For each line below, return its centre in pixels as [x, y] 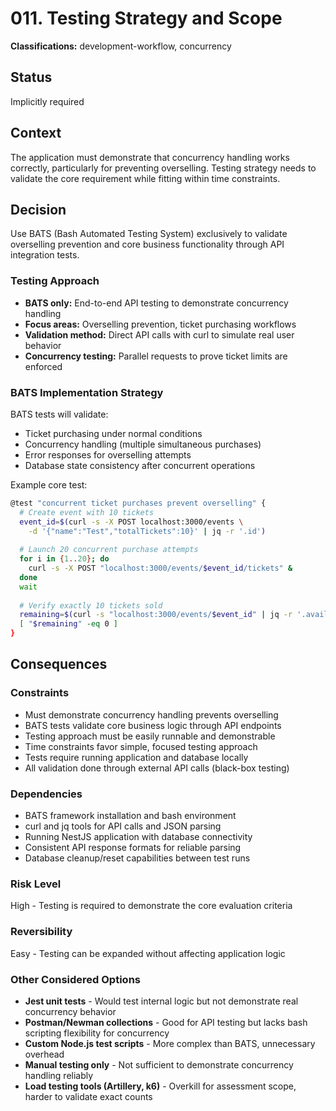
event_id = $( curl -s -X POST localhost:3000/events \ [131, 522]
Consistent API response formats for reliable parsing [133, 848]
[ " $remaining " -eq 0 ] [68, 624]
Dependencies [46, 794]
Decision [38, 209]
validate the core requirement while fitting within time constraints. [145, 178]
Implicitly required [47, 101]
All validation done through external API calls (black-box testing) [157, 768]
